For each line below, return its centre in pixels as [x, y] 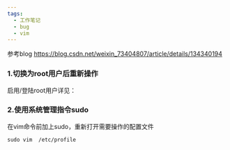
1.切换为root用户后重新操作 [53, 74]
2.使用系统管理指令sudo [48, 110]
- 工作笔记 [27, 20]
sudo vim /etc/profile [42, 140]
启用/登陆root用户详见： [42, 90]
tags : [15, 14]
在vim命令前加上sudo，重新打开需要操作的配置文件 [81, 126]
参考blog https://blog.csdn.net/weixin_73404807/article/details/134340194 [115, 54]
